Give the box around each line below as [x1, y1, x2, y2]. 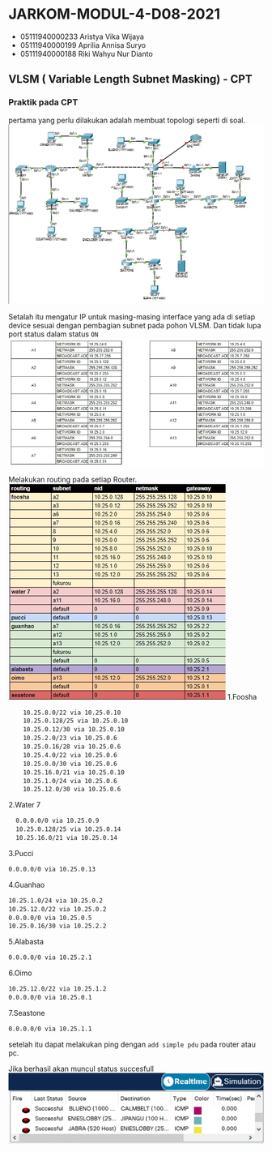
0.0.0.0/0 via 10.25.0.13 [8, 865, 96, 873]
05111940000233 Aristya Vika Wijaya [19, 32, 144, 41]
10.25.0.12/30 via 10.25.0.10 [23, 726, 125, 734]
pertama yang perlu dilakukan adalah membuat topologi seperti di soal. [8, 115, 245, 125]
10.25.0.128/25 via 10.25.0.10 [23, 717, 129, 726]
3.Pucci [8, 848, 34, 858]
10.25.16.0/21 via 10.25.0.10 [23, 768, 125, 777]
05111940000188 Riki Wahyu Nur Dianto [19, 49, 154, 58]
